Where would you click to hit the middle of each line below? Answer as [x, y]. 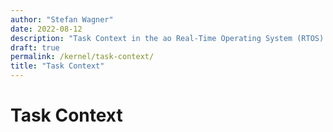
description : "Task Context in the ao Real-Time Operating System [151, 38]
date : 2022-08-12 [46, 29]
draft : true [35, 47]
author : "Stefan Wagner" [62, 19]
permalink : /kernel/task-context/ [82, 57]
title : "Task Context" [57, 66]
